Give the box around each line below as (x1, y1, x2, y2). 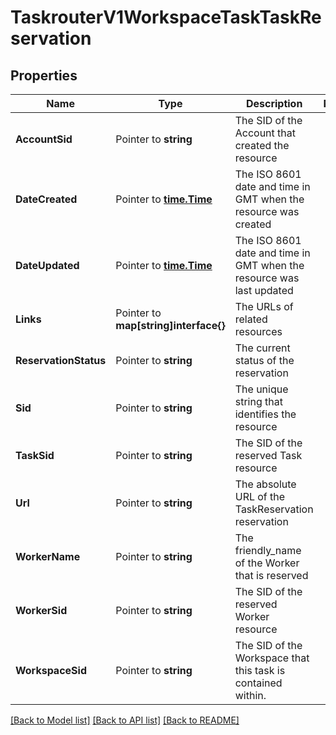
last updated (234, 284, 294, 297)
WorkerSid (15, 604, 68, 617)
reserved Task (234, 449, 303, 462)
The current (234, 341, 291, 355)
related (234, 312, 268, 326)
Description (245, 97, 303, 110)
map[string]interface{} (115, 319, 226, 332)
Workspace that (234, 651, 310, 665)
